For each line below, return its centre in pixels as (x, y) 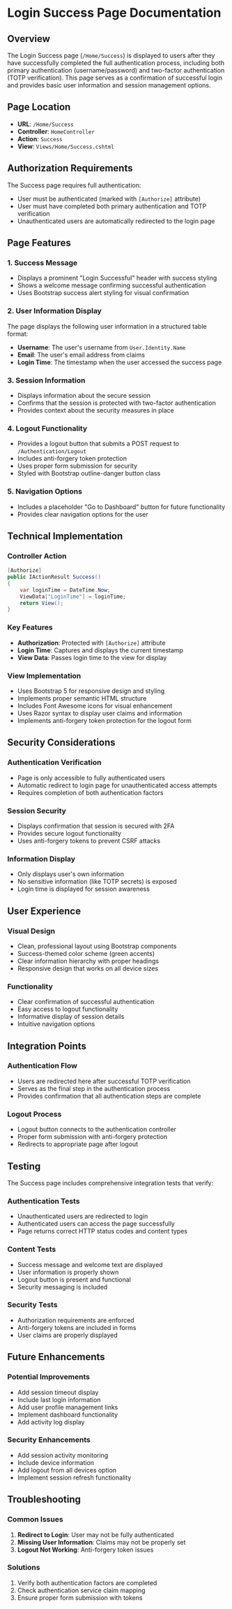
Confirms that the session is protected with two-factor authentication (116, 403)
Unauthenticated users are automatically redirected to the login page (116, 221)
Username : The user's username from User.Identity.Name (101, 347)
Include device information (56, 1462)
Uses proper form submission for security (77, 466)
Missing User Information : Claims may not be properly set (101, 1542)
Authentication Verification (54, 762)
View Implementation (44, 675)
